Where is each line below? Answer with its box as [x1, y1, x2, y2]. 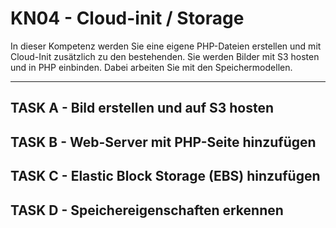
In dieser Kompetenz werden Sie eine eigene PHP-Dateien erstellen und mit [10, 40, 322, 52]
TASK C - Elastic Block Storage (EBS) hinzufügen [10, 168, 321, 185]
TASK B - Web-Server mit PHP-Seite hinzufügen [10, 133, 317, 151]
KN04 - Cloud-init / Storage [10, 7, 245, 30]
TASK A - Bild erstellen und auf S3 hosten [10, 100, 275, 117]
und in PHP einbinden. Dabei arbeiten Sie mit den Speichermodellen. [10, 61, 293, 73]
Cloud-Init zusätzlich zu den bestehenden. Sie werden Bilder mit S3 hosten [10, 50, 320, 62]
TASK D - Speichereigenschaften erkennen [10, 202, 284, 219]
